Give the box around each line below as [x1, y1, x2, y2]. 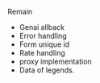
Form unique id [19, 39, 70, 49]
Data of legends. [19, 65, 75, 75]
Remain [7, 7, 33, 16]
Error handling [19, 31, 67, 40]
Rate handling [19, 48, 65, 57]
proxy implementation [19, 56, 92, 66]
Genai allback [19, 23, 65, 31]
